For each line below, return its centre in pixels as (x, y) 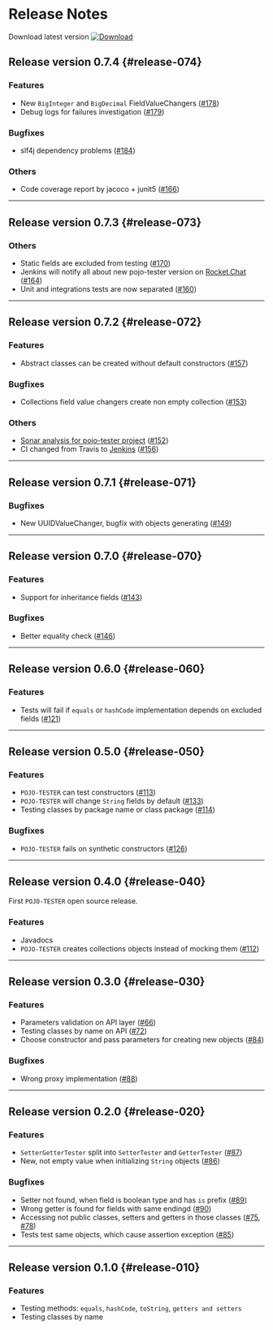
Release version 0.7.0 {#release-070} (106, 556)
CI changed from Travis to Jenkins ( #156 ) (89, 449)
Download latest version (49, 37)
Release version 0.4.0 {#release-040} (107, 881)
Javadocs (37, 940)
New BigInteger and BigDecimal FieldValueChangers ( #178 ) (119, 103)
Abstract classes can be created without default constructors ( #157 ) (134, 363)
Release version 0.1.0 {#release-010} (104, 1267)
